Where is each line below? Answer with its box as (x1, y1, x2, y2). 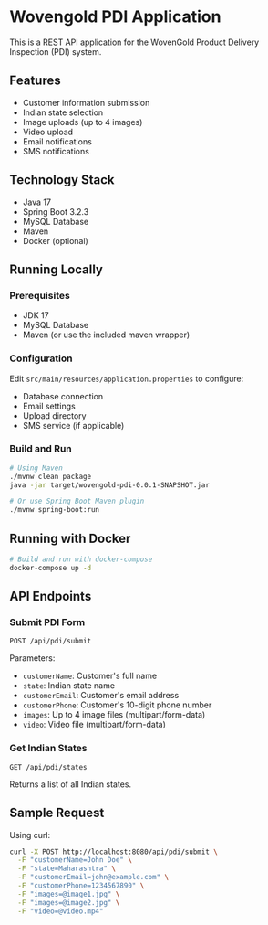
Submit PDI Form (9, 616, 86, 629)
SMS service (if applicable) (22, 420, 125, 431)
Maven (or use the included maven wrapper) (22, 329, 191, 340)
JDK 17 (22, 310, 49, 321)
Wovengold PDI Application (9, 6, 222, 27)
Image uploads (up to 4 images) (22, 116, 143, 127)
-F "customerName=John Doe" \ (17, 856, 132, 865)
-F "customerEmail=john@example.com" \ (17, 873, 170, 882)
